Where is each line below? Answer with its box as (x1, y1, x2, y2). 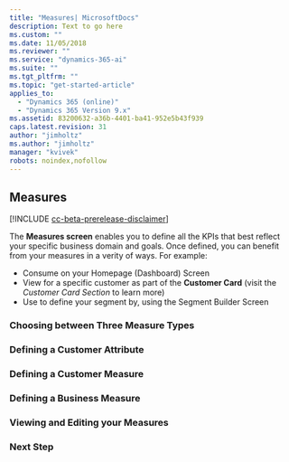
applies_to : (9, 89, 54, 98)
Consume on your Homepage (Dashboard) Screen (22, 268, 210, 278)
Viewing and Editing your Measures (9, 416, 169, 429)
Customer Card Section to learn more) (22, 287, 165, 298)
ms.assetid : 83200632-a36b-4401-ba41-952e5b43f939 (9, 114, 204, 123)
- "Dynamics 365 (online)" (17, 97, 119, 107)
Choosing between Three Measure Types (9, 319, 195, 332)
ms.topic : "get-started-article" (9, 80, 135, 90)
